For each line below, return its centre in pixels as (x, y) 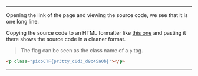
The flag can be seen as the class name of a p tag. (82, 50)
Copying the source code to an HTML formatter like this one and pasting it (96, 33)
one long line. (23, 22)
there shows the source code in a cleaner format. (66, 39)
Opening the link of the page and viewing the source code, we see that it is (97, 15)
